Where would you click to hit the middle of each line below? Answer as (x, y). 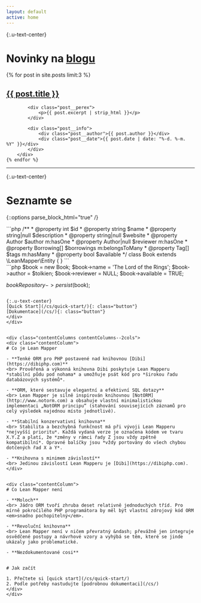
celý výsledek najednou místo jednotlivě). (61, 411)
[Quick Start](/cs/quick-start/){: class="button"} (72, 307)
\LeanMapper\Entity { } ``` (38, 261)
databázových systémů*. (36, 380)
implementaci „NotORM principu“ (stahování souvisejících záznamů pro (96, 406)
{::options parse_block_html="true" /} (52, 217)
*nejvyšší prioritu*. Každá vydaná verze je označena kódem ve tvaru (95, 432)
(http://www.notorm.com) (37, 401)
